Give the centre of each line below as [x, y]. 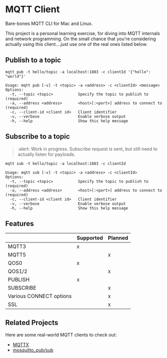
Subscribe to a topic [38, 137]
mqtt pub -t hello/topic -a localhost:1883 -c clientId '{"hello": [78, 72]
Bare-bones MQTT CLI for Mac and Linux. [49, 23]
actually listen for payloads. [46, 154]
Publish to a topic [33, 60]
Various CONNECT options [40, 296]
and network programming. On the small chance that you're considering [81, 39]
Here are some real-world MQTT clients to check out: [61, 335]
